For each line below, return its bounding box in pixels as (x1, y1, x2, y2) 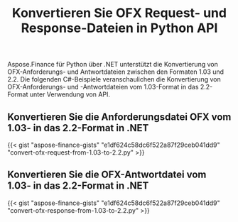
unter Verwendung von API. (29, 90, 110, 99)
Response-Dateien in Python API (21, 20, 218, 36)
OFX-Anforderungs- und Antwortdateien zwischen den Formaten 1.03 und (7, 67, 225, 76)
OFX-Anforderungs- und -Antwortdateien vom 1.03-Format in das (7, 83, 199, 91)
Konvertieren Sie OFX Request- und (11, 5, 227, 21)
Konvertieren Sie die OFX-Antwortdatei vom (7, 169, 207, 181)
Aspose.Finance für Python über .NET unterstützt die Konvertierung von (7, 60, 218, 69)
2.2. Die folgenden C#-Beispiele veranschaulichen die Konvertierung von (7, 75, 222, 84)
